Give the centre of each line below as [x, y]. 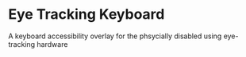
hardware [52, 44]
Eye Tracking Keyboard [86, 14]
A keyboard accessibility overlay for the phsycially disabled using [115, 36]
